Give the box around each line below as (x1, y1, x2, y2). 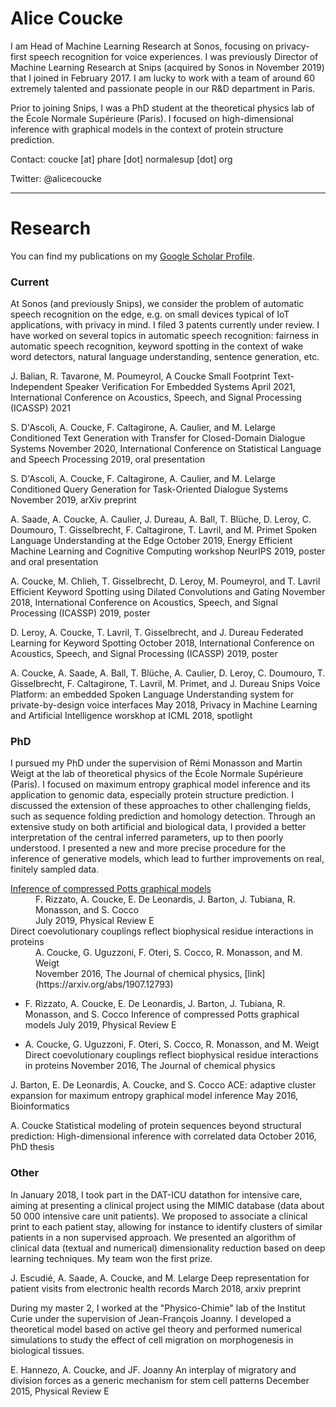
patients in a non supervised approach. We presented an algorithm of (10, 1231, 297, 1243)
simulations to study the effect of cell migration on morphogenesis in (10, 1333, 294, 1346)
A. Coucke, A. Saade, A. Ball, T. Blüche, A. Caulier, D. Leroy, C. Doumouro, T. (10, 667, 326, 679)
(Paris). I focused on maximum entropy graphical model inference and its (10, 778, 311, 791)
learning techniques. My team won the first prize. (10, 1252, 213, 1264)
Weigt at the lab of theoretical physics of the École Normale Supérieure (10, 768, 304, 780)
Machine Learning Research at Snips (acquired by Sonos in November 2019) (10, 61, 325, 73)
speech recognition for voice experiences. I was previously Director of (28, 50, 319, 62)
